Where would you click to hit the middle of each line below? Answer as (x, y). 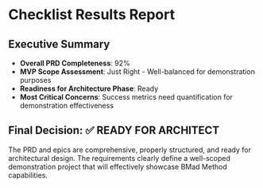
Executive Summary (59, 44)
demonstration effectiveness (66, 106)
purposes (35, 80)
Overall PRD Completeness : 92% (75, 63)
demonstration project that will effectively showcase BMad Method (118, 166)
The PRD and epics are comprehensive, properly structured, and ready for (130, 150)
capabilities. (28, 175)
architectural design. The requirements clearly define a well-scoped (119, 158)
